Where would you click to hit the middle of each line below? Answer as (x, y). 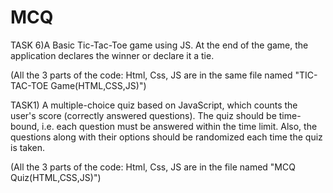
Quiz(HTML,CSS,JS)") (56, 177)
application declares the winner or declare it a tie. (112, 55)
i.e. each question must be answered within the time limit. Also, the (179, 126)
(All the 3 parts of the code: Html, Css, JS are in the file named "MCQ (153, 167)
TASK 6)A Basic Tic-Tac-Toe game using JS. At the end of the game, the (159, 45)
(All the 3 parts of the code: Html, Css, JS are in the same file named (151, 75)
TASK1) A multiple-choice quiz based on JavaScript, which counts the (154, 105)
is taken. (28, 147)
